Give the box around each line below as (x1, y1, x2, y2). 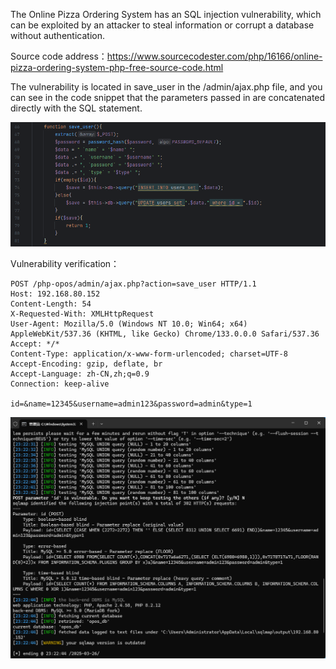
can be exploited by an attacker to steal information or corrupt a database (10, 19, 315, 31)
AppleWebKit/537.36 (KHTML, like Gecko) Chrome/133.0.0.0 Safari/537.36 (10, 329, 320, 339)
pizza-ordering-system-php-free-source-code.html (10, 62, 224, 73)
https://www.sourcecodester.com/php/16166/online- (106, 50, 323, 62)
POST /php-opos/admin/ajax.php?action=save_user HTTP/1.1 (10, 279, 257, 289)
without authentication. (10, 30, 105, 41)
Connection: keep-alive (10, 379, 110, 389)
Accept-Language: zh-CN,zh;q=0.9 (10, 369, 150, 379)
